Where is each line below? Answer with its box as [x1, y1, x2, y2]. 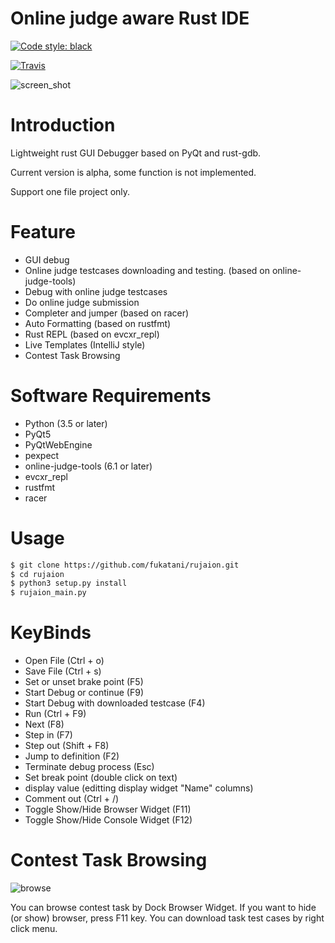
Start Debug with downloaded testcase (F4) [24, 697, 206, 709]
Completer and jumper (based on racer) [24, 307, 190, 319]
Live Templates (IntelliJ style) [24, 338, 146, 351]
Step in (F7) [24, 729, 73, 741]
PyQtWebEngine [24, 438, 93, 451]
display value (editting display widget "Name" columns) [24, 782, 254, 794]
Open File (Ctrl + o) [24, 655, 105, 667]
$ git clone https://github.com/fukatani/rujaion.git [10, 560, 240, 570]
